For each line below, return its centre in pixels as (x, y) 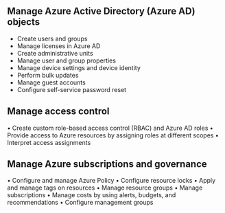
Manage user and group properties (67, 60)
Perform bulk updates (48, 75)
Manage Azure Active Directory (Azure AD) (101, 11)
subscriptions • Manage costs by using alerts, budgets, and (92, 195)
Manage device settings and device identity (79, 67)
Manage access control (58, 112)
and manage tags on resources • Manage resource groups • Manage (105, 188)
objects (23, 22)
